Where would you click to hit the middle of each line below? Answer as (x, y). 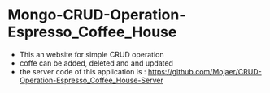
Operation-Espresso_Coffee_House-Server (91, 80)
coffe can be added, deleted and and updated (96, 63)
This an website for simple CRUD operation (91, 54)
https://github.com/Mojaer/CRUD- (205, 71)
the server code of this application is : (83, 71)
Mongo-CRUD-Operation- (97, 15)
